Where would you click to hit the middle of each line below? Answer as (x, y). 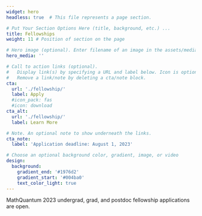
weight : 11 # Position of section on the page (66, 40)
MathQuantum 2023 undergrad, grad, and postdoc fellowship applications (98, 200)
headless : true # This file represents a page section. (79, 17)
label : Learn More (35, 122)
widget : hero (23, 12)
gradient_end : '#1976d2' (48, 172)
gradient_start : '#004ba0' (51, 178)
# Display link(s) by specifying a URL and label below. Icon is (93, 72)
